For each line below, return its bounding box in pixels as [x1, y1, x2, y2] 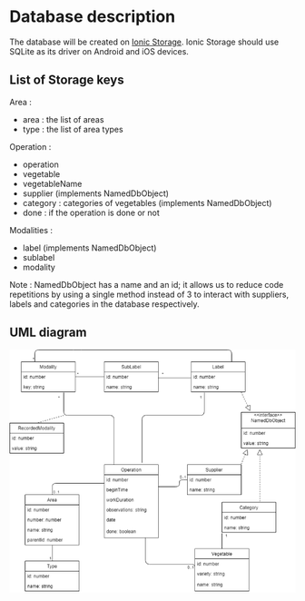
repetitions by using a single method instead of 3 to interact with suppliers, [9, 289, 289, 300]
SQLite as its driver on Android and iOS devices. [9, 45, 189, 56]
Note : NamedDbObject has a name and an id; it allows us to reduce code [9, 279, 284, 290]
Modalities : [9, 224, 53, 235]
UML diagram [9, 325, 87, 340]
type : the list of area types [22, 123, 124, 134]
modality [22, 261, 56, 272]
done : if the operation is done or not [22, 207, 161, 218]
